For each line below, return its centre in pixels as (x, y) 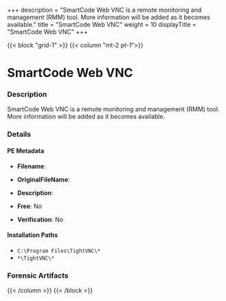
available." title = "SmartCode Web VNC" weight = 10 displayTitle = (102, 24)
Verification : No (40, 219)
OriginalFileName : (43, 179)
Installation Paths (33, 235)
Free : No (30, 206)
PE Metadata (26, 151)
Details (19, 135)
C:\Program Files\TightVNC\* (59, 251)
